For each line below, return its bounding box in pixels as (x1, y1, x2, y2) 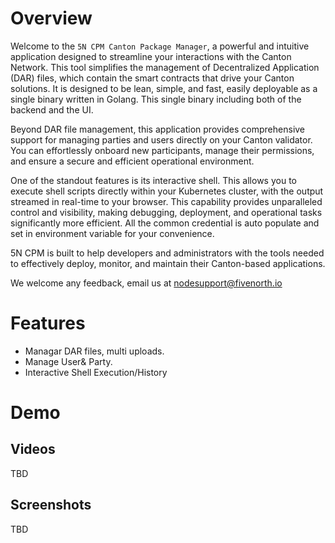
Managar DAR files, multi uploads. (24, 345, 165, 357)
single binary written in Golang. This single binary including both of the (10, 93, 302, 105)
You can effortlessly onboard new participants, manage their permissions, (10, 144, 315, 156)
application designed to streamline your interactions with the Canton (10, 50, 292, 62)
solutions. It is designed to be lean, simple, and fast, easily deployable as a (10, 82, 318, 94)
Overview (10, 7, 93, 30)
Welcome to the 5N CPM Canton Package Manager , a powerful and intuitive (10, 40, 310, 52)
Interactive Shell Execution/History (24, 366, 168, 378)
